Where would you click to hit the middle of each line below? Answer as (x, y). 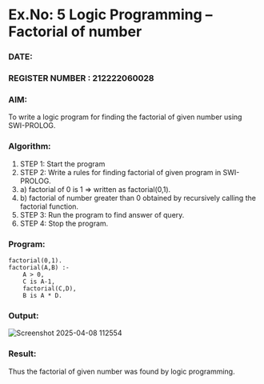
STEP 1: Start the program (62, 164)
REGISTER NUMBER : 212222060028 (81, 78)
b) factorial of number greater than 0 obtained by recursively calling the (138, 198)
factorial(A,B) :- (39, 267)
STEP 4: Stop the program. (64, 223)
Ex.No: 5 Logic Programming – (110, 15)
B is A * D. (42, 295)
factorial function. (49, 206)
